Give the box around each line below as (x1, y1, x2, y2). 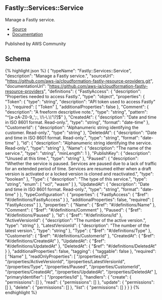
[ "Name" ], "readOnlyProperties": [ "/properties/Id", (5, 253, 109, 259)
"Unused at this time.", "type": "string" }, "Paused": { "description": (5, 155, 139, 161)
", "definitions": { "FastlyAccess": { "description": (43, 88, 142, 94)
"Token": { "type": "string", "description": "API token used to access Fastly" (5, 99, 156, 104)
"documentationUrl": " (5, 83, 49, 89)
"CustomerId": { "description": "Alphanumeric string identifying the (5, 124, 139, 130)
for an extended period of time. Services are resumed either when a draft (5, 166, 151, 171)
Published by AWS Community (5, 41, 66, 47)
